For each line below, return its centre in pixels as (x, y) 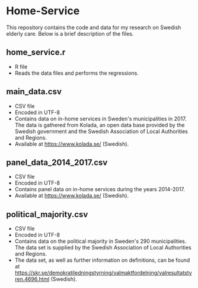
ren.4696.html (32, 279)
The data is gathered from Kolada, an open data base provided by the (100, 125)
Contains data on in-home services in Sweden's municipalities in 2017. (100, 118)
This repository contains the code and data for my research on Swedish (94, 27)
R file (21, 67)
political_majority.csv (47, 214)
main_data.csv (34, 92)
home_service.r (36, 53)
